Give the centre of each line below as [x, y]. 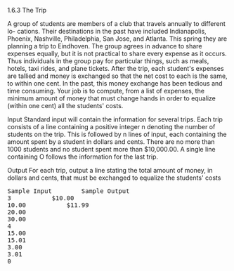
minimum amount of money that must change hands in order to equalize [111, 98]
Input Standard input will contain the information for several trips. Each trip [115, 119]
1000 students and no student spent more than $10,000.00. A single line [111, 149]
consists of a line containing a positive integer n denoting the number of [111, 127]
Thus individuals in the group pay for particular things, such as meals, [108, 61]
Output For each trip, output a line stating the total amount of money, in [110, 170]
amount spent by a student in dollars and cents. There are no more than [111, 142]
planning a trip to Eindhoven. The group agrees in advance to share [105, 46]
